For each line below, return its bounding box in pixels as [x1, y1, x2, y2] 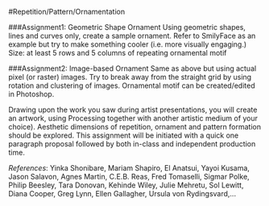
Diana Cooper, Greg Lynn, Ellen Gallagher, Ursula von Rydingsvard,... [8, 189, 236, 198]
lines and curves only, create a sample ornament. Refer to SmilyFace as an [8, 31, 256, 40]
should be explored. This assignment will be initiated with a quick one [8, 130, 239, 140]
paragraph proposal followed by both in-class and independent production [8, 139, 256, 148]
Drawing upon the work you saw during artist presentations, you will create [8, 105, 258, 114]
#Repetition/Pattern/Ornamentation [8, 7, 126, 16]
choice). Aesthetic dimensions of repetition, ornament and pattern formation [8, 122, 262, 131]
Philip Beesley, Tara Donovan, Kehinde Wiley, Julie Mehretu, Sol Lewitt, [8, 180, 244, 190]
